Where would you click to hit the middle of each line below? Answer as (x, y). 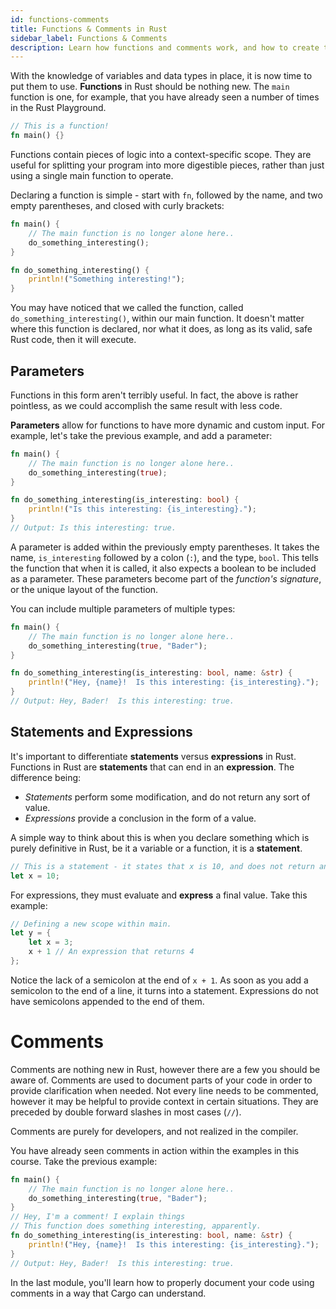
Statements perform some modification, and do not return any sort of (167, 797)
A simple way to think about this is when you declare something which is (160, 837)
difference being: (46, 777)
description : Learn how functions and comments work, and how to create (165, 47)
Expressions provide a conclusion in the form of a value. (140, 818)
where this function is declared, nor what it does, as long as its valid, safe (161, 329)
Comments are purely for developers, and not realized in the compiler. (154, 1131)
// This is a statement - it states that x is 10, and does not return (162, 866)
